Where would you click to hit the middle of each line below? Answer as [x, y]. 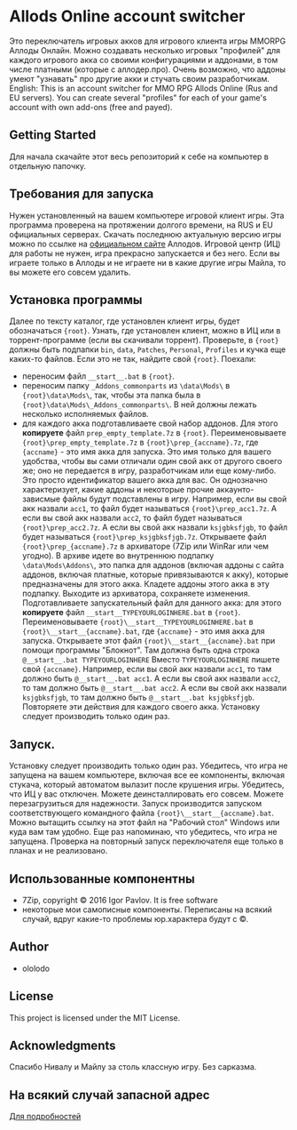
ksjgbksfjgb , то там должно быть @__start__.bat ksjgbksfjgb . [138, 697]
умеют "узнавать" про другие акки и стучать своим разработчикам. [140, 78]
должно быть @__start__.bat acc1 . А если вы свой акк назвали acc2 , [151, 678]
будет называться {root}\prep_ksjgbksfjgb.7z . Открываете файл [144, 537]
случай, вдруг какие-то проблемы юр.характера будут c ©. [135, 919]
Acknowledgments [63, 1046]
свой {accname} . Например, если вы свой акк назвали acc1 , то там [147, 669]
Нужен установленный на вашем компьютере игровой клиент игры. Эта [147, 215]
